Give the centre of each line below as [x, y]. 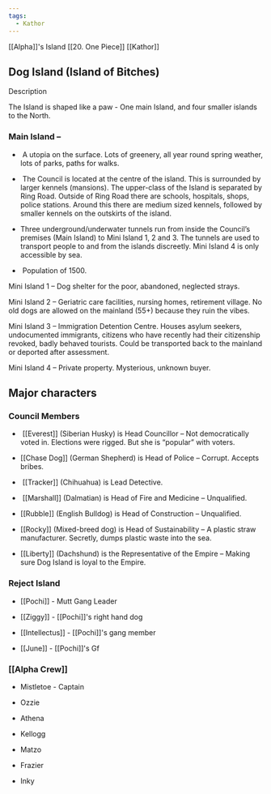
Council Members [44, 416]
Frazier [32, 765]
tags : [17, 16]
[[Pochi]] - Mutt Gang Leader [68, 601]
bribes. [32, 467]
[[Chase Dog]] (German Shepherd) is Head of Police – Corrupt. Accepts [140, 458]
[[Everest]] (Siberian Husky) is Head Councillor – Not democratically [135, 433]
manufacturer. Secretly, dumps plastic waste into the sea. [116, 538]
